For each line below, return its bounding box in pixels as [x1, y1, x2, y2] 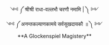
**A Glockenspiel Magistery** [17, 33, 92, 39]
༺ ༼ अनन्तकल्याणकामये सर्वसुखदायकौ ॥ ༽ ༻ [6, 20, 103, 27]
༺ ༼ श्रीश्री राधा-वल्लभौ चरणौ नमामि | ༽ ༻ [9, 6, 100, 13]
